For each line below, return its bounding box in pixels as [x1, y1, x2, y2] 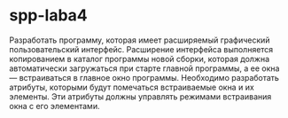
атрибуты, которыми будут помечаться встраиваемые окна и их [9, 82, 254, 92]
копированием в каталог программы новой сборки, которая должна [9, 53, 270, 64]
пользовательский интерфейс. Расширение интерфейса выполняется [9, 43, 274, 54]
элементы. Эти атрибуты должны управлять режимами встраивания [9, 90, 272, 102]
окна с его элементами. [9, 100, 100, 111]
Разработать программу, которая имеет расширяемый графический [9, 35, 270, 45]
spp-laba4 [9, 5, 89, 26]
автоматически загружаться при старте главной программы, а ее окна [9, 63, 280, 74]
